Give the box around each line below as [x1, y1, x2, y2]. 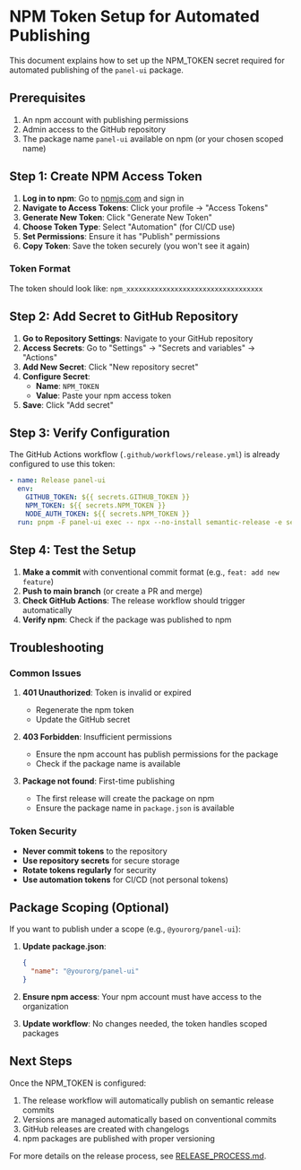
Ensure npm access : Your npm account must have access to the [21, 991, 262, 1001]
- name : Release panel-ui [9, 476, 106, 485]
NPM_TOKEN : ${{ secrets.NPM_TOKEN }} [25, 501, 167, 510]
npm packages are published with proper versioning [21, 1132, 215, 1144]
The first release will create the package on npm [35, 793, 215, 804]
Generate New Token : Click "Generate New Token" [21, 212, 213, 222]
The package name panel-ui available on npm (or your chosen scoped [21, 133, 284, 144]
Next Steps [9, 1053, 73, 1069]
